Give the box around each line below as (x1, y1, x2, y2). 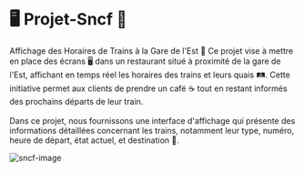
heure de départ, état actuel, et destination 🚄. (9, 135, 180, 146)
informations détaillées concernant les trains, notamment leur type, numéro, (9, 125, 294, 136)
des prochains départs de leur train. (9, 96, 144, 106)
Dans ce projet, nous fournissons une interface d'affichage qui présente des (9, 115, 296, 126)
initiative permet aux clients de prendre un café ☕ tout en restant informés (9, 83, 289, 94)
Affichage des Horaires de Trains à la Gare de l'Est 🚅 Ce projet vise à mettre (9, 45, 294, 56)
